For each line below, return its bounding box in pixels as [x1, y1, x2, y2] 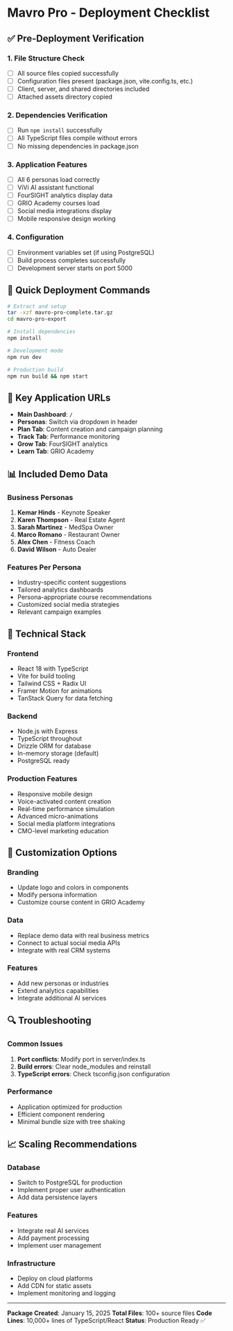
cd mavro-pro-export [7, 316, 67, 323]
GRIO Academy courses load [17, 199, 101, 208]
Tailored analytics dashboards [17, 585, 104, 594]
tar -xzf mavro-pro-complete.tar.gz [7, 309, 113, 317]
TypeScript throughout [17, 735, 83, 743]
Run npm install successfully [17, 126, 103, 135]
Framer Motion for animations [17, 686, 103, 695]
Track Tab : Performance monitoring [17, 433, 120, 441]
